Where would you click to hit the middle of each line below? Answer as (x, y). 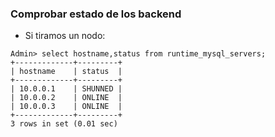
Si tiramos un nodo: (65, 36)
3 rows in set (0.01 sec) (64, 124)
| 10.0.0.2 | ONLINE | (66, 98)
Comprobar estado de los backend (96, 14)
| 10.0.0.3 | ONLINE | (66, 107)
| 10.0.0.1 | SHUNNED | (66, 89)
